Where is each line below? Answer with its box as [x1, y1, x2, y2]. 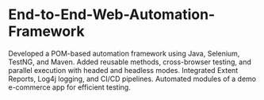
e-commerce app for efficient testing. [8, 82, 131, 92]
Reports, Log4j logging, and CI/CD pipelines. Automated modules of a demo [8, 74, 256, 83]
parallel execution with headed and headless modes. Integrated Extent [8, 65, 239, 75]
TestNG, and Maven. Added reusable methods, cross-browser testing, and [8, 57, 251, 67]
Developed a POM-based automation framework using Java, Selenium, [8, 48, 240, 58]
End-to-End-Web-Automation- [8, 6, 216, 24]
